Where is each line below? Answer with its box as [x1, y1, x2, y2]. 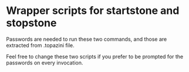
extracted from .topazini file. [6, 42, 75, 49]
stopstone [6, 16, 57, 30]
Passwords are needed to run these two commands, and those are [6, 35, 167, 42]
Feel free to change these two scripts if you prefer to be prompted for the [6, 53, 184, 60]
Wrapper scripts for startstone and [6, 4, 180, 17]
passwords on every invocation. [6, 59, 83, 66]
